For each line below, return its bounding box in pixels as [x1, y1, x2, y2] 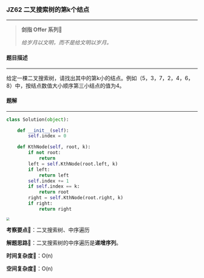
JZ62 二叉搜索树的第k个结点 [6, 5, 90, 13]
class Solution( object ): [6, 117, 69, 123]
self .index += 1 [28, 178, 69, 184]
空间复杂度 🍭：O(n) [6, 265, 53, 272]
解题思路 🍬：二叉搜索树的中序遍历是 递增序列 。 [6, 239, 122, 246]
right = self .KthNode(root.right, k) [28, 195, 123, 201]
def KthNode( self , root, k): [17, 144, 91, 150]
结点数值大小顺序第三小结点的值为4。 [30, 82, 125, 89]
